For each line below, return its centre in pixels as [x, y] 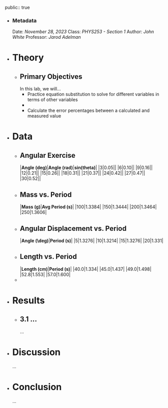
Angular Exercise [48, 155]
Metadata [24, 20]
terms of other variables [53, 100]
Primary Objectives [51, 76]
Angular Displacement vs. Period [73, 229]
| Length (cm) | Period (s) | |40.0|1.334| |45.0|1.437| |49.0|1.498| [86, 269]
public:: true [17, 7]
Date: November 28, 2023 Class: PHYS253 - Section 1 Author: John [83, 32]
